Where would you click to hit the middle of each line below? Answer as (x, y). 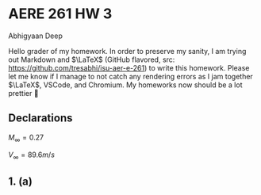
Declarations (40, 119)
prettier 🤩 (23, 93)
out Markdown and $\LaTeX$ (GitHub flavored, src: (92, 59)
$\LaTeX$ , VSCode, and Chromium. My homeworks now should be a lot (125, 85)
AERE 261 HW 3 (60, 14)
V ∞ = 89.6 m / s (32, 155)
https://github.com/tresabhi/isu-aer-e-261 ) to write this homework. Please (129, 67)
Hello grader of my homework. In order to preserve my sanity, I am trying (127, 51)
